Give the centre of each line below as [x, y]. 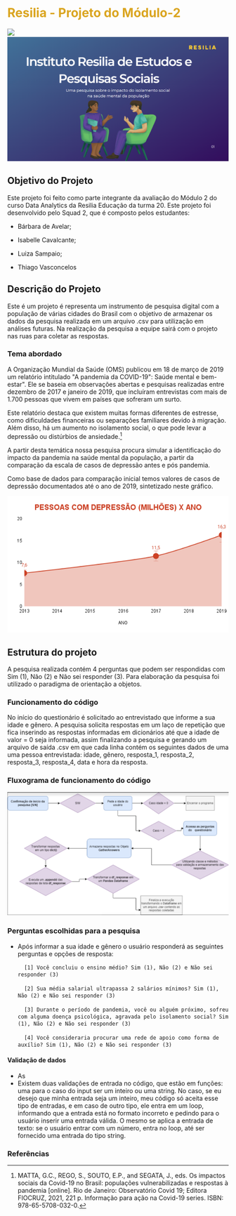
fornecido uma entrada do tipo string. [72, 1135]
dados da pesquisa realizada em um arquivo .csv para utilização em [105, 321]
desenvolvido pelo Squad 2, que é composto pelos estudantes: [98, 213]
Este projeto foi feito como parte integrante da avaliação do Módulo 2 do [112, 197]
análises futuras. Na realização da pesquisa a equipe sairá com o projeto [112, 329]
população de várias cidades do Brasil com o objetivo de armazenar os [110, 313]
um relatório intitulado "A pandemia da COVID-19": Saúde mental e [104, 376]
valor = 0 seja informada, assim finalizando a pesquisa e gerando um [107, 740]
